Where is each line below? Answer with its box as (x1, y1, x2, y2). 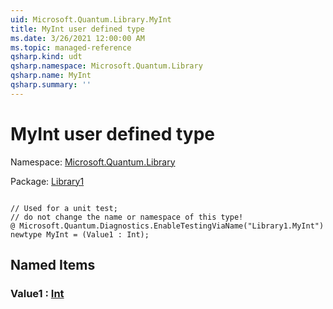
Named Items (10, 257, 96, 274)
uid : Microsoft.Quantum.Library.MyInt (10, 14, 172, 25)
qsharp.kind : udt (10, 52, 83, 62)
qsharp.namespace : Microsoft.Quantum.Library (10, 61, 203, 71)
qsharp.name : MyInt (10, 71, 92, 81)
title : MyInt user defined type (10, 24, 145, 34)
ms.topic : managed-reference (10, 42, 132, 53)
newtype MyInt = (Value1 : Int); (10, 229, 150, 240)
